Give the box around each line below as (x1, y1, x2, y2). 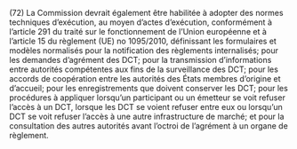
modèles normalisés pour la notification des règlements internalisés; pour (9, 45, 278, 56)
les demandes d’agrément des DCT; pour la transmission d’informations (9, 55, 272, 65)
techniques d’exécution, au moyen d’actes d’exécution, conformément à (9, 17, 273, 27)
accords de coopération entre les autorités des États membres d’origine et (9, 74, 282, 83)
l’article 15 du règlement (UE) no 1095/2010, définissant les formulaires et (9, 35, 277, 46)
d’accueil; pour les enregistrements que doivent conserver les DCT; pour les (9, 83, 289, 93)
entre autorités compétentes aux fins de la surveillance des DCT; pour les (9, 64, 278, 74)
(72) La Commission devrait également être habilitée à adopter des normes (9, 8, 284, 18)
